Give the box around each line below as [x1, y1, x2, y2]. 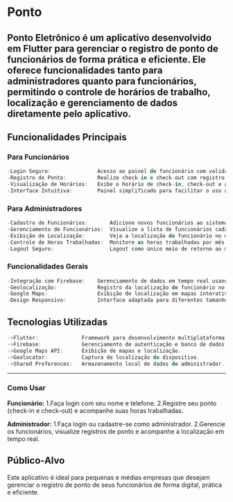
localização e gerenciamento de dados [7, 97, 178, 108]
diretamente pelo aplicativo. [7, 108, 132, 119]
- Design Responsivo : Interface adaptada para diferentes [7, 296, 203, 304]
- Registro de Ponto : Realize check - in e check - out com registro [7, 174, 225, 181]
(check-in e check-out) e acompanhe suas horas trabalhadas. [7, 406, 184, 415]
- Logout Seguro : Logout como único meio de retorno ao [7, 245, 222, 252]
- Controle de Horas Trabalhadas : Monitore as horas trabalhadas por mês [7, 239, 225, 246]
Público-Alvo [7, 455, 65, 467]
